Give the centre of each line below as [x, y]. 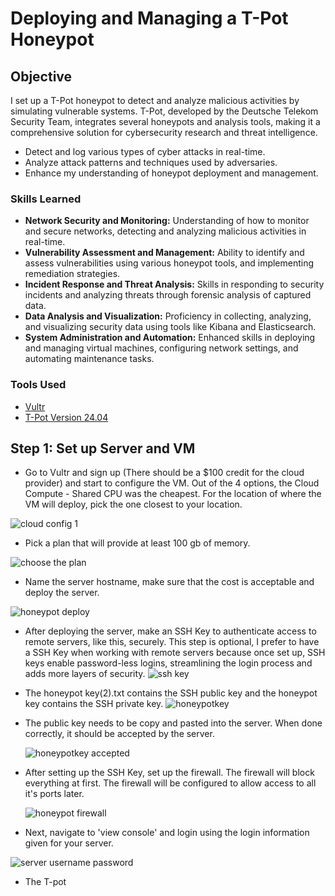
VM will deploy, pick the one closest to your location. [133, 504]
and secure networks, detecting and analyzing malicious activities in [165, 231]
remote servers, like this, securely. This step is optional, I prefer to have [172, 642]
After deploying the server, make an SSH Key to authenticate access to [170, 631]
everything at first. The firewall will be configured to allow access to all [170, 783]
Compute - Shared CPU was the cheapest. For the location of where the [173, 494]
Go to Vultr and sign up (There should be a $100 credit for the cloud [164, 473]
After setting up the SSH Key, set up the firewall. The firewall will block [169, 773]
